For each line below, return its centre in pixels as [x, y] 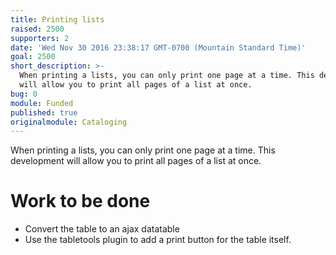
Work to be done [80, 201]
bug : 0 [24, 94]
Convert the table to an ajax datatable [102, 229]
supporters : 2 [40, 38]
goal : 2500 [33, 57]
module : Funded [42, 103]
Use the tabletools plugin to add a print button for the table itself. [158, 240]
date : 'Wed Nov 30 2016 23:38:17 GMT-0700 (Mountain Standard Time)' [158, 47]
